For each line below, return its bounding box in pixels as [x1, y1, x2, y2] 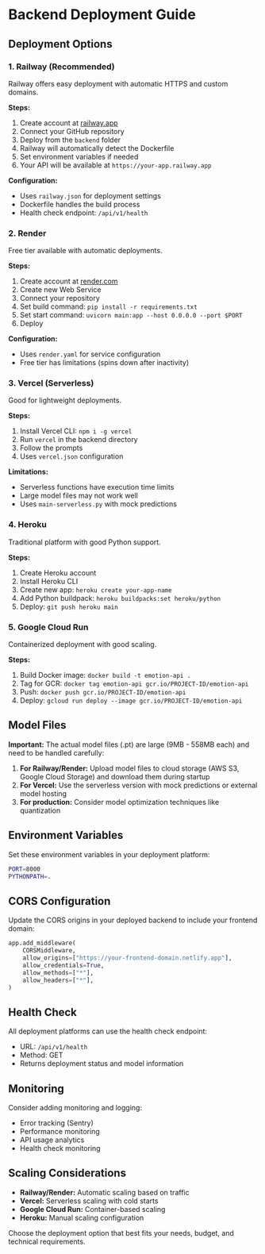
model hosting [19, 788, 67, 798]
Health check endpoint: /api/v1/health [19, 208, 148, 217]
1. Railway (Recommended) [8, 61, 115, 72]
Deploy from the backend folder [19, 135, 121, 144]
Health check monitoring [19, 1144, 101, 1152]
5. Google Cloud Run [8, 621, 89, 633]
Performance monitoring [19, 1127, 101, 1136]
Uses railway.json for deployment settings [19, 190, 161, 200]
